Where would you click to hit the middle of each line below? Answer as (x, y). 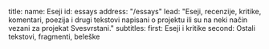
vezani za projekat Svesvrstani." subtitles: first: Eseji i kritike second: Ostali (132, 28)
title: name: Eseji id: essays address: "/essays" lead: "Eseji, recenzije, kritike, (135, 11)
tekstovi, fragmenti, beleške (54, 36)
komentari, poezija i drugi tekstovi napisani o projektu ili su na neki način (128, 20)
